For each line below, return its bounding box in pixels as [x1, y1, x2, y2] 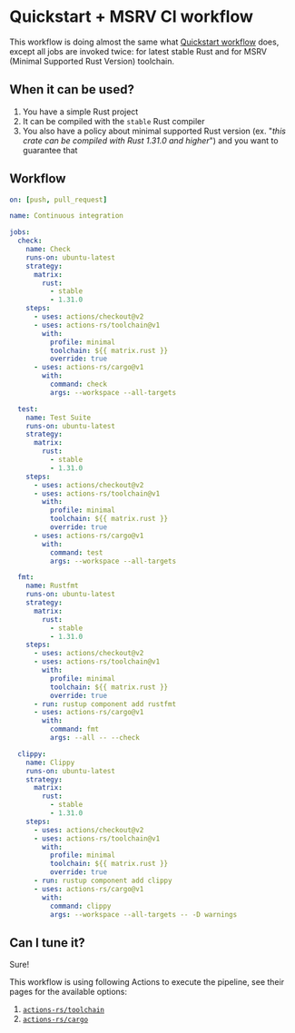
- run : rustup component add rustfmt [33, 699, 177, 709]
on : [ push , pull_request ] [9, 195, 107, 204]
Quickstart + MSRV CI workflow [9, 6, 254, 27]
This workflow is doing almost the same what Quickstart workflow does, [9, 36, 280, 47]
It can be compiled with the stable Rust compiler [22, 115, 205, 126]
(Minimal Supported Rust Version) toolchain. [9, 55, 175, 66]
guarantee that [22, 144, 78, 155]
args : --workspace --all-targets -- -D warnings [49, 910, 238, 919]
